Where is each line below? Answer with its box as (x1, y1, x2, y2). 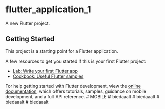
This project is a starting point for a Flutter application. (5, 48, 118, 54)
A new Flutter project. (5, 20, 50, 26)
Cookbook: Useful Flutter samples (12, 73, 84, 79)
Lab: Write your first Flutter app (12, 68, 78, 74)
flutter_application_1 (5, 4, 92, 15)
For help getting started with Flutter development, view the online (5, 83, 141, 89)
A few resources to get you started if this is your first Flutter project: (5, 58, 146, 64)
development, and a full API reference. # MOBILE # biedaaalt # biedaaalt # (5, 93, 160, 99)
